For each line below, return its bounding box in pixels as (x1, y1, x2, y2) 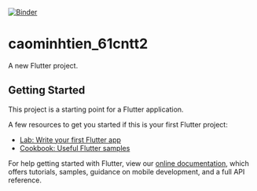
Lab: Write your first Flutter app (19, 134, 122, 145)
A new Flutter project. (8, 61, 79, 70)
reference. (8, 175, 42, 185)
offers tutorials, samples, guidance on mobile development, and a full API (8, 167, 245, 176)
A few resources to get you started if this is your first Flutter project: (8, 119, 228, 129)
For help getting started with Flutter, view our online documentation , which (8, 158, 250, 168)
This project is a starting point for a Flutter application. (8, 105, 184, 114)
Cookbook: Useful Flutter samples (19, 143, 130, 152)
